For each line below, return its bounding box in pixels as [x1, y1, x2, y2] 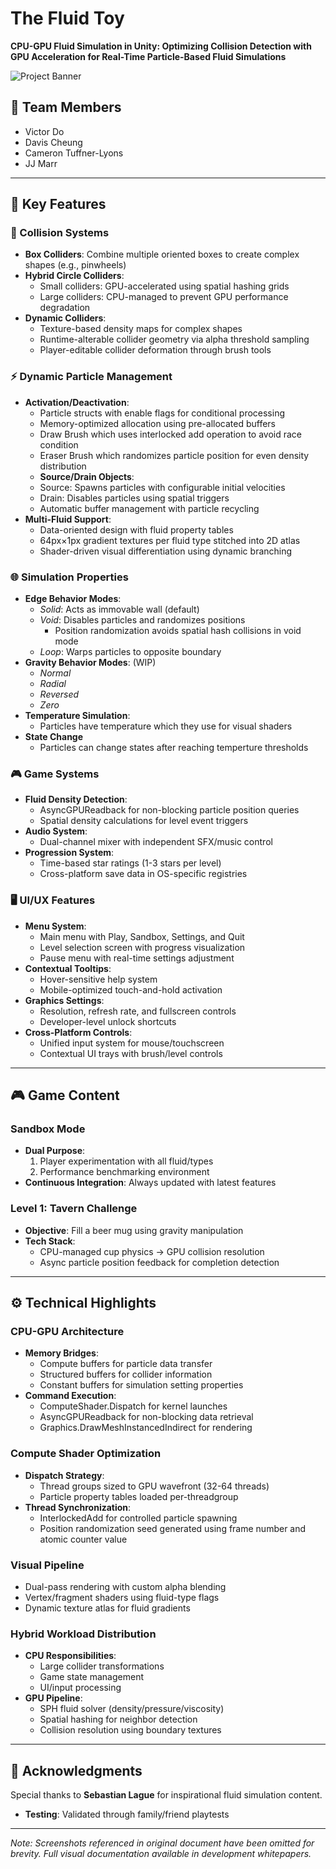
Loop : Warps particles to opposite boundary [39, 646, 222, 658]
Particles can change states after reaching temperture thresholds [39, 742, 309, 754]
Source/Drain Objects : [39, 470, 135, 482]
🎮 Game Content [10, 1087, 120, 1104]
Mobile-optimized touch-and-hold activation [39, 983, 223, 996]
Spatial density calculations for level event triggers [39, 815, 249, 827]
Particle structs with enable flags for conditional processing [39, 407, 285, 419]
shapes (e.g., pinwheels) [24, 259, 127, 271]
